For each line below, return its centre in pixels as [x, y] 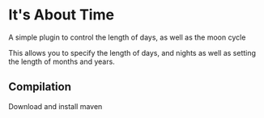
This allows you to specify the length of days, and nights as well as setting [132, 53]
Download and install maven [55, 106]
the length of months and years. [62, 61]
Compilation [40, 87]
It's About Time [62, 15]
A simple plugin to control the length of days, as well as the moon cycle [127, 37]
